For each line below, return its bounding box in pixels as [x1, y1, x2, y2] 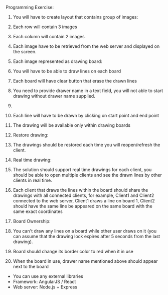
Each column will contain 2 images [13, 34, 85, 39]
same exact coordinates [13, 208, 63, 214]
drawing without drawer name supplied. [13, 93, 96, 99]
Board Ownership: [13, 218, 51, 224]
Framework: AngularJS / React [13, 279, 76, 284]
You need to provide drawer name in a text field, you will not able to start [13, 88, 163, 94]
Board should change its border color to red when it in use [13, 249, 133, 254]
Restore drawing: [13, 132, 49, 138]
